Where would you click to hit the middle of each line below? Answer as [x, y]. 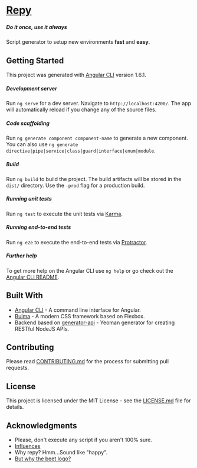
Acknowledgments [42, 426]
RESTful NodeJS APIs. [42, 328]
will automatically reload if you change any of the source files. [81, 109]
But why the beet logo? [43, 459]
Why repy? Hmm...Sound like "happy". [61, 453]
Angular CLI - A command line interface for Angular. [78, 310]
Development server [32, 88]
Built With [24, 296]
